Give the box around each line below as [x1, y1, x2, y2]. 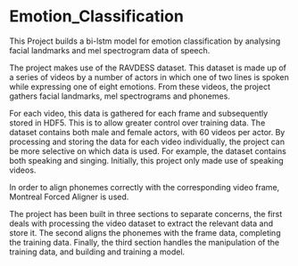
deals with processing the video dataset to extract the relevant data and [9, 218, 274, 229]
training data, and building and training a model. [9, 246, 186, 257]
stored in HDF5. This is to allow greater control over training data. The [9, 117, 266, 128]
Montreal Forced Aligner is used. [9, 191, 129, 202]
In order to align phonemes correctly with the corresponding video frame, [9, 181, 280, 192]
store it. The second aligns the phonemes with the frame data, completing [9, 227, 281, 238]
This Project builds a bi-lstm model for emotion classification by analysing [9, 36, 281, 46]
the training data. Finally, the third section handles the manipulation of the [9, 237, 279, 247]
